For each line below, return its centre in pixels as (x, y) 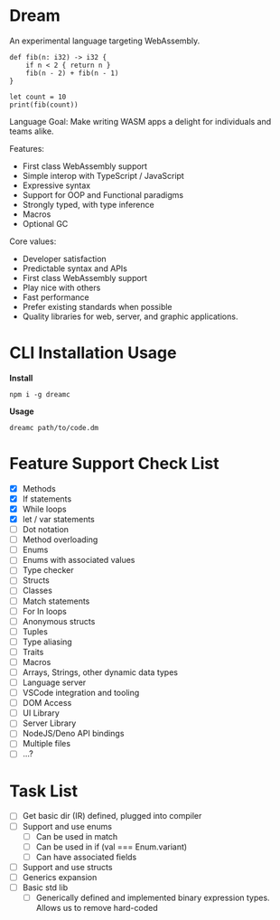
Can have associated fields (86, 857)
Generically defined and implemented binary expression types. (153, 897)
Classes (37, 591)
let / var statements (58, 519)
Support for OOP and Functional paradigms (103, 194)
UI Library (41, 713)
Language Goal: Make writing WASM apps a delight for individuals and (140, 121)
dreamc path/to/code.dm (54, 427)
